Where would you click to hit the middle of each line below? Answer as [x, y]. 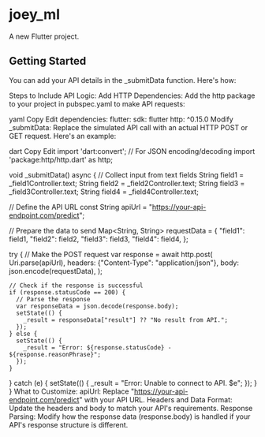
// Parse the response [53, 299]
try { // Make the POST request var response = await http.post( [111, 254]
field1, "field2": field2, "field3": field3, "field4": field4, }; [99, 239]
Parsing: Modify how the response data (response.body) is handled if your [130, 416]
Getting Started [48, 61]
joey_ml [34, 15]
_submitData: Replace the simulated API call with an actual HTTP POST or [129, 127]
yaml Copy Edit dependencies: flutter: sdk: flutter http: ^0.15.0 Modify [121, 119]
